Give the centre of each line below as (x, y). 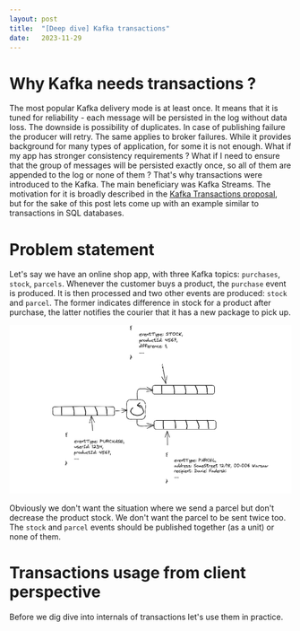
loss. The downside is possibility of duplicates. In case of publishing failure (147, 127)
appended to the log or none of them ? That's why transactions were (136, 175)
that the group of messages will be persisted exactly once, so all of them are (150, 165)
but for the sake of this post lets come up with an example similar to (134, 204)
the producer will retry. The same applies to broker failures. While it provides (150, 137)
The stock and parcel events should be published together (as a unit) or (142, 527)
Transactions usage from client (128, 572)
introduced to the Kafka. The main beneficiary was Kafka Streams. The (140, 185)
